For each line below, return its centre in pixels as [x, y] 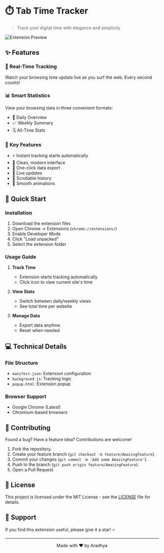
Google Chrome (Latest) [36, 407]
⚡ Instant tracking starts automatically [50, 155]
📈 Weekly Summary [33, 123]
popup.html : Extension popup [41, 384]
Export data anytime [40, 325]
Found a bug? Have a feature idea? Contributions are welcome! [68, 439]
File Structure [21, 363]
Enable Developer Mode [36, 234]
